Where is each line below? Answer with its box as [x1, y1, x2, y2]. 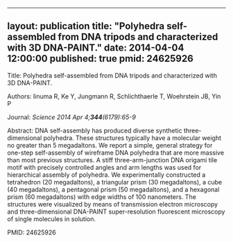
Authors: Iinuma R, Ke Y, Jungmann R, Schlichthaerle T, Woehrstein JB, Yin [7, 92, 221, 101]
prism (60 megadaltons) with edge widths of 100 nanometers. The [7, 192, 196, 201]
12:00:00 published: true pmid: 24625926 [7, 53, 194, 64]
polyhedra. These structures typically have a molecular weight [43, 133, 222, 142]
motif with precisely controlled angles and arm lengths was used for [7, 163, 202, 171]
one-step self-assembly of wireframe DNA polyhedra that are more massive [7, 148, 224, 157]
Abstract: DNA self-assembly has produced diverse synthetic [7, 126, 182, 135]
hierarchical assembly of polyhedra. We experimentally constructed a [7, 171, 206, 179]
